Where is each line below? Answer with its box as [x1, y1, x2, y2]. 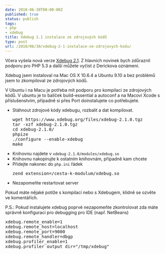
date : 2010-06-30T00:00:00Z [5, 7, 63, 12]
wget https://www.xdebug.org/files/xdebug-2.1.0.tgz [12, 116, 143, 122]
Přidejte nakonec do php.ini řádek [12, 161, 83, 167]
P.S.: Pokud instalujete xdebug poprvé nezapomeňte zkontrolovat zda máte [5, 204, 158, 210]
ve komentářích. [5, 194, 38, 200]
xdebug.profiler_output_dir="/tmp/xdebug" [5, 244, 110, 249]
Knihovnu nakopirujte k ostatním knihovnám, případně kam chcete [12, 156, 147, 162]
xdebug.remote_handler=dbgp [5, 234, 73, 239]
